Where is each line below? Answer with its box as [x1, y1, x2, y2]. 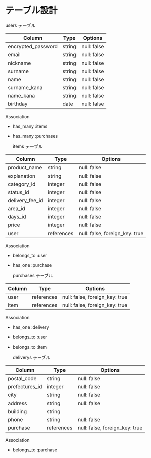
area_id [8, 205, 25, 212]
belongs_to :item [12, 343, 47, 350]
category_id [8, 180, 36, 187]
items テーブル [12, 143, 43, 149]
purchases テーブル [12, 272, 53, 278]
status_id [8, 189, 29, 196]
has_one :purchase [12, 262, 52, 268]
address [8, 399, 27, 407]
